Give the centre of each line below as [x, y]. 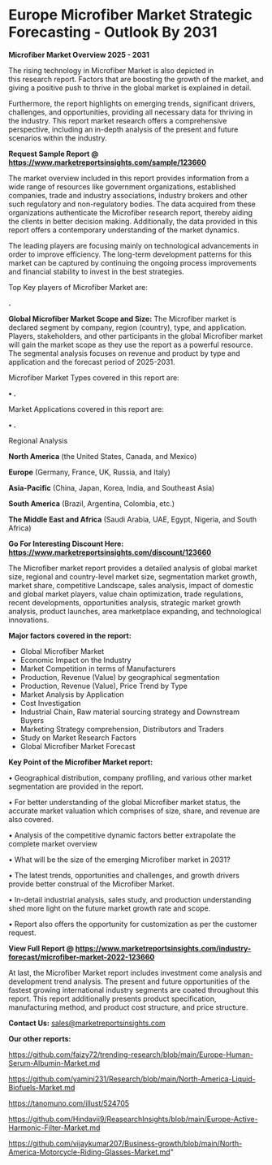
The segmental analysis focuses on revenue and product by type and [124, 353]
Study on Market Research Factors [78, 738]
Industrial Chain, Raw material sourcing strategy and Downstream [130, 712]
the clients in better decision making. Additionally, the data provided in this [133, 221]
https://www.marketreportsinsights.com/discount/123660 [110, 552]
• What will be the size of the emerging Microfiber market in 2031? [119, 860]
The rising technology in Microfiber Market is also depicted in [111, 70]
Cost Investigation [50, 703]
